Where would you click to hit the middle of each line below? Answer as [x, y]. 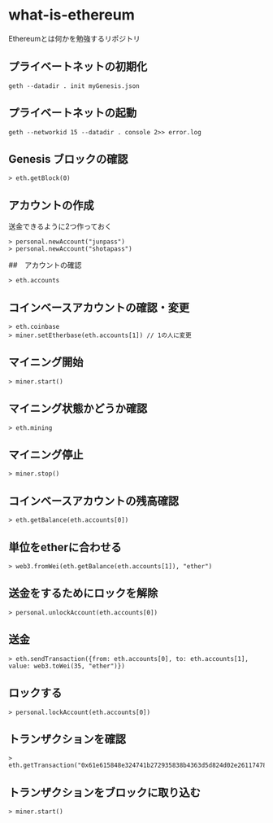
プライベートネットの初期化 [78, 67]
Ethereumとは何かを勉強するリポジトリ [74, 38]
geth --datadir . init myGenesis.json [74, 86]
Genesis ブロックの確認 [68, 159]
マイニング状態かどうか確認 [78, 409]
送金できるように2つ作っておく [60, 226]
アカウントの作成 [51, 205]
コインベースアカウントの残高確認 [93, 501]
